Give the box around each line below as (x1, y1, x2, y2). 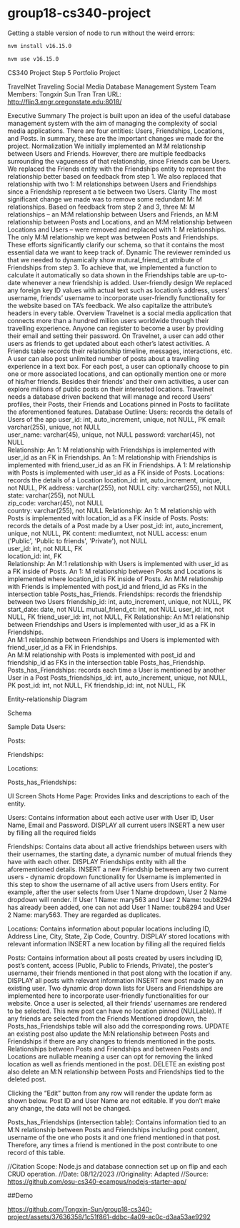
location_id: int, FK (7, 552, 62, 560)
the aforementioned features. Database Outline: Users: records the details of (7, 407, 233, 416)
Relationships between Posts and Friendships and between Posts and (7, 1044, 212, 1053)
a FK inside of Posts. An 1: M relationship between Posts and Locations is (7, 567, 223, 575)
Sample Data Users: (7, 722, 66, 731)
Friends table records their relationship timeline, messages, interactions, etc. (7, 347, 233, 355)
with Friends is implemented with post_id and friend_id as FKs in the (7, 582, 208, 590)
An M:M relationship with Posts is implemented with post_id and (7, 650, 196, 659)
